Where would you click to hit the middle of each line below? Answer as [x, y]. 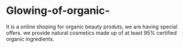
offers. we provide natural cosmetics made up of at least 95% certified [91, 32]
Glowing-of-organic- [58, 11]
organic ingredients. [30, 39]
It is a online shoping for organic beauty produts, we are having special [92, 27]
